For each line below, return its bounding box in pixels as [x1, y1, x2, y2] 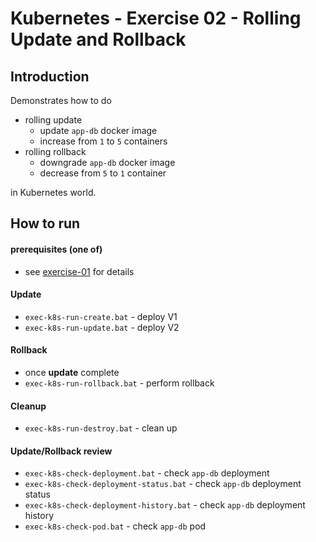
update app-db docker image [39, 125, 158, 136]
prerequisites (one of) [10, 243, 103, 255]
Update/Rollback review [10, 445, 113, 457]
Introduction [10, 68, 90, 85]
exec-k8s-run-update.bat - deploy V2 [24, 321, 180, 333]
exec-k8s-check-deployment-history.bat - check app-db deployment [24, 499, 306, 511]
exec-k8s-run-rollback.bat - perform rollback [24, 377, 215, 389]
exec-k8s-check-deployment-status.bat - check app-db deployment [24, 478, 302, 490]
